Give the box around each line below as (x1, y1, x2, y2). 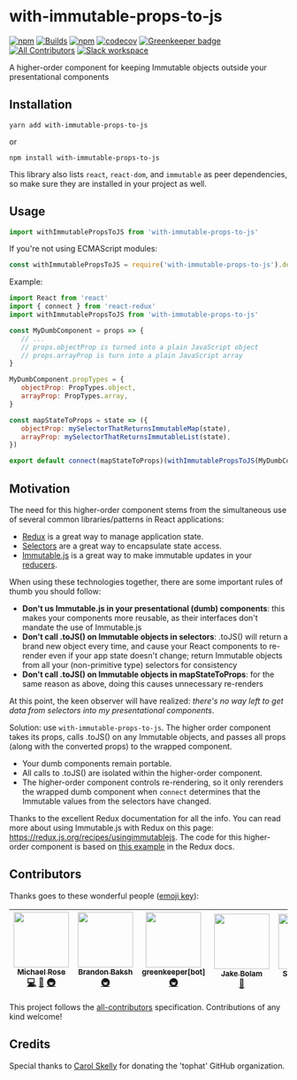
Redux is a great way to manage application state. (21, 532, 204, 541)
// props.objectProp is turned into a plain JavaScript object (20, 343, 259, 352)
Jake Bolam (220, 968, 263, 979)
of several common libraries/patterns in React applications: (9, 514, 225, 524)
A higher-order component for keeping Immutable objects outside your (9, 62, 268, 73)
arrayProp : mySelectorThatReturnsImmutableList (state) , (20, 432, 232, 441)
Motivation (9, 481, 71, 496)
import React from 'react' (9, 294, 109, 303)
